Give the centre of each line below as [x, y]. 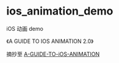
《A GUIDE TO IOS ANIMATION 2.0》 [50, 41]
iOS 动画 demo [25, 28]
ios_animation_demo [60, 11]
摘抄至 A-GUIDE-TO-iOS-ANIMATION [53, 54]
